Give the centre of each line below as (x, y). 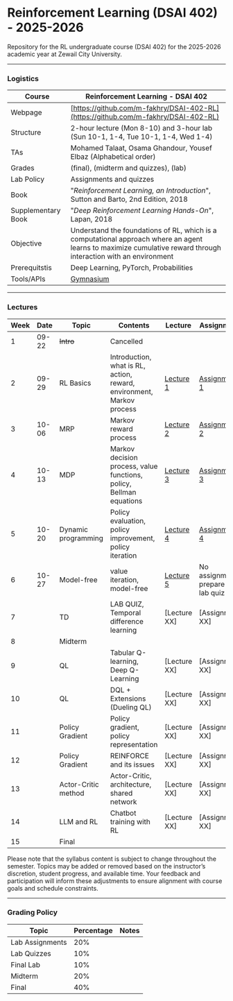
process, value (134, 466)
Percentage (93, 930)
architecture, (131, 784)
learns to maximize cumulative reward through (146, 248)
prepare (212, 584)
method (72, 793)
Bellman (123, 492)
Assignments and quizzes (112, 180)
